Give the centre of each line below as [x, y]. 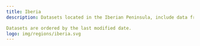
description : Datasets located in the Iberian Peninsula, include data [97, 17]
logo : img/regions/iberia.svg [44, 33]
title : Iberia [24, 12]
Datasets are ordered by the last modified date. [69, 28]
